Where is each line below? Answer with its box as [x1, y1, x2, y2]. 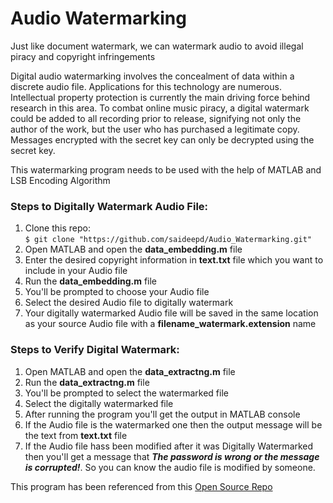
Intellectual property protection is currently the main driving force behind [10, 91, 311, 103]
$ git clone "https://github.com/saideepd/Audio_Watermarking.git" [24, 235, 312, 245]
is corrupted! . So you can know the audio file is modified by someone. [24, 461, 316, 473]
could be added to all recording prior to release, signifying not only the [10, 112, 302, 124]
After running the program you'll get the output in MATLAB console [24, 408, 301, 420]
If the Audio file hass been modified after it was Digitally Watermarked [24, 440, 314, 452]
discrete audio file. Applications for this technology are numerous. [10, 80, 282, 92]
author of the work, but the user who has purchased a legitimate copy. [10, 123, 300, 135]
